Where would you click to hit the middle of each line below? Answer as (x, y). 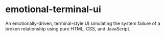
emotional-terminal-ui (53, 9)
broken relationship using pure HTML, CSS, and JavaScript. (68, 28)
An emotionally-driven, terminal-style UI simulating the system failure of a (83, 23)
